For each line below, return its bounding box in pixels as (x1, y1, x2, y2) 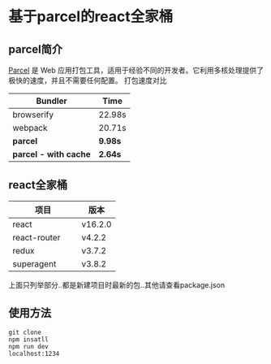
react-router (12, 232, 61, 243)
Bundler (36, 95, 67, 106)
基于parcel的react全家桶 (8, 7, 174, 26)
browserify (12, 109, 54, 120)
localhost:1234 (8, 349, 60, 357)
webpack (12, 123, 48, 133)
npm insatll (8, 335, 49, 344)
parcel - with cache (12, 149, 91, 159)
